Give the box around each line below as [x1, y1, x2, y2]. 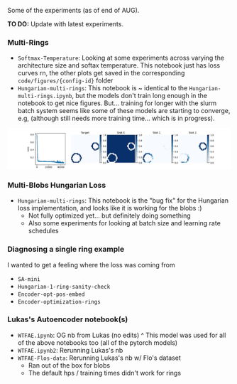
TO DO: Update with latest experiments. [7, 20, 124, 28]
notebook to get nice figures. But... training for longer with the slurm [17, 99, 217, 107]
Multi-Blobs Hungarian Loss [7, 180, 106, 190]
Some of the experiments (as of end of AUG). [7, 6, 140, 14]
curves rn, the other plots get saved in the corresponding [17, 69, 185, 78]
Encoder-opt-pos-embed [17, 291, 85, 298]
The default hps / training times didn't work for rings [28, 368, 182, 377]
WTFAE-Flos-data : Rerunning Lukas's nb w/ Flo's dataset [17, 353, 181, 362]
